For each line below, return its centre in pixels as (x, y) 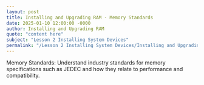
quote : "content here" (35, 34)
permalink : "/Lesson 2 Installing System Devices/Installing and (90, 46)
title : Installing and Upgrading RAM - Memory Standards (80, 17)
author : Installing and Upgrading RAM (55, 29)
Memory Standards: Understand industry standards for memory (86, 62)
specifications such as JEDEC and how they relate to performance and (95, 69)
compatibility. (23, 75)
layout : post (23, 12)
